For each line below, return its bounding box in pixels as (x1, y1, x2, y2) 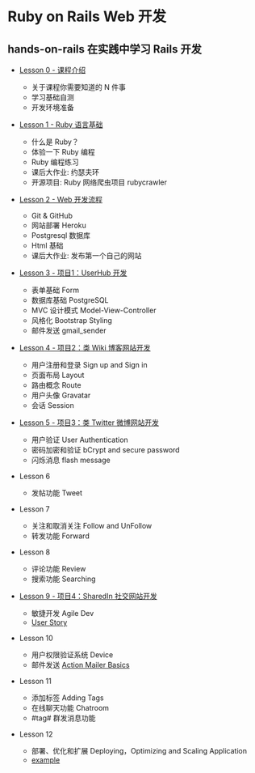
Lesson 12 (19, 729, 53, 739)
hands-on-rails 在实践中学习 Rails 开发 (7, 42, 203, 56)
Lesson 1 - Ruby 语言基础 (19, 120, 103, 130)
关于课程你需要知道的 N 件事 (31, 83, 127, 91)
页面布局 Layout (31, 370, 85, 380)
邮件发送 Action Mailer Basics (31, 660, 130, 669)
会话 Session (31, 401, 74, 410)
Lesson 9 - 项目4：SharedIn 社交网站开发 (19, 592, 158, 601)
